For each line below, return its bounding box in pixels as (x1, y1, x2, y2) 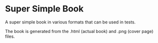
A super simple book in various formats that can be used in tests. (5, 19, 136, 25)
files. (5, 33, 15, 39)
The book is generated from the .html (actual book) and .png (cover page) (5, 28, 154, 34)
